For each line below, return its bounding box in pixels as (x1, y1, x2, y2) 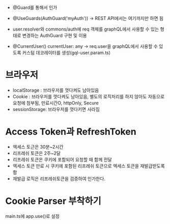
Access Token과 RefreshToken (5, 126, 136, 137)
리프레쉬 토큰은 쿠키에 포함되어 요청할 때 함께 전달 (12, 156, 112, 162)
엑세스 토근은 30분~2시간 (12, 144, 64, 150)
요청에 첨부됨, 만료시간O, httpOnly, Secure (12, 100, 99, 106)
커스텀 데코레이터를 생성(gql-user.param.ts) (22, 50, 111, 55)
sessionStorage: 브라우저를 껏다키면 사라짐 (12, 106, 100, 112)
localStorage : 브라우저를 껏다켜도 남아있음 (12, 87, 99, 93)
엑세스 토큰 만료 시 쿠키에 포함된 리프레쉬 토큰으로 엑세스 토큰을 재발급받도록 (12, 162, 165, 169)
